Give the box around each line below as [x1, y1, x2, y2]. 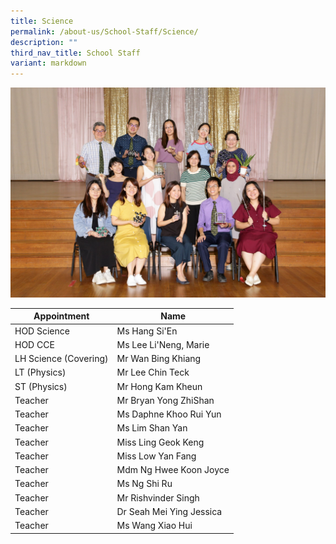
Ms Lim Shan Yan [116, 422, 188, 434]
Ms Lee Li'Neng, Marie [116, 338, 210, 350]
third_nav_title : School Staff [10, 48, 141, 58]
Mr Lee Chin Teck [116, 366, 190, 379]
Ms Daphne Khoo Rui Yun [116, 408, 222, 420]
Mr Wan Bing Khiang [116, 353, 202, 365]
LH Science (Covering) [14, 353, 109, 365]
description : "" [10, 37, 78, 47]
